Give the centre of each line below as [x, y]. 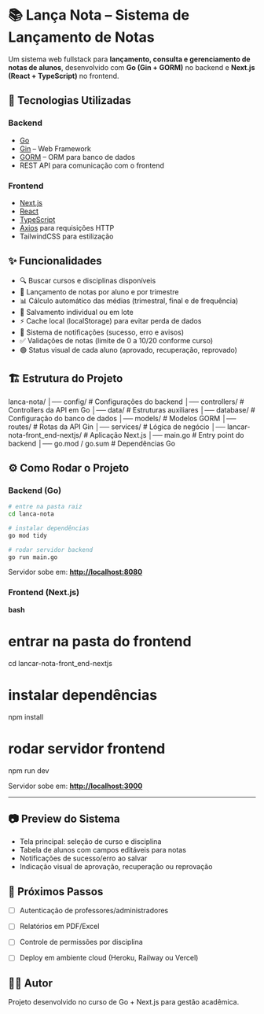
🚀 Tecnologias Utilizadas [70, 100]
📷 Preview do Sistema [64, 818]
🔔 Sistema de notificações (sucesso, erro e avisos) [102, 332]
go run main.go [33, 557]
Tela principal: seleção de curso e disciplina [90, 842]
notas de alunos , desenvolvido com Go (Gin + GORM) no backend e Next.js [132, 67]
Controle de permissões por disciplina [81, 942]
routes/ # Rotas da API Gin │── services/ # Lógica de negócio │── [117, 427]
